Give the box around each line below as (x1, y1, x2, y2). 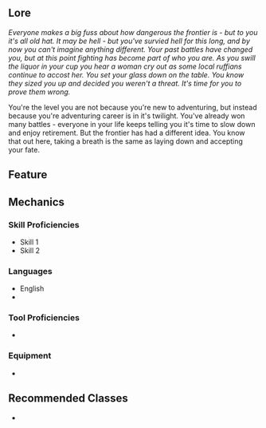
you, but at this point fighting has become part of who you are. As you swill (8, 53, 256, 62)
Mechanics (8, 195, 65, 208)
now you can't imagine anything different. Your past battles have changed (8, 44, 253, 54)
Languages (8, 265, 53, 276)
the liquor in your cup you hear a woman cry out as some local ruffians (8, 61, 242, 71)
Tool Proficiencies (8, 312, 80, 323)
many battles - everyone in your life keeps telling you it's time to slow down (8, 119, 256, 129)
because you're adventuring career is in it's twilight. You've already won (8, 111, 245, 121)
